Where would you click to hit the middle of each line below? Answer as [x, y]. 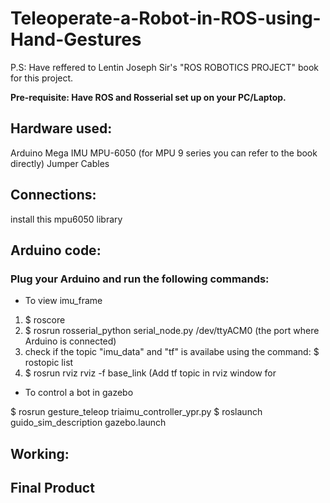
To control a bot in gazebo [79, 393]
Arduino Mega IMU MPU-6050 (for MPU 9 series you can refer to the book [164, 153]
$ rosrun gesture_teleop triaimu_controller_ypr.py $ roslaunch [136, 412]
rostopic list [49, 363]
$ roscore [45, 320]
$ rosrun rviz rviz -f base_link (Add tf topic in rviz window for [150, 373]
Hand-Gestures [76, 39]
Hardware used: [61, 128]
